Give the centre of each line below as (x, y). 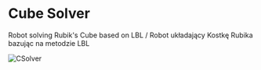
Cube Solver (49, 14)
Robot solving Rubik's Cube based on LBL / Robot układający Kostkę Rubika (130, 35)
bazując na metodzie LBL (49, 43)
